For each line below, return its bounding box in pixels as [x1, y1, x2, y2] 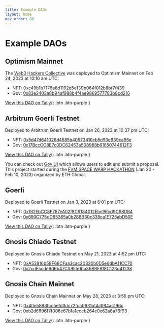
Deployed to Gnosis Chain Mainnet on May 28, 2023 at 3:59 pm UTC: [5, 293, 146, 299]
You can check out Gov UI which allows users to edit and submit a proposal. [5, 161, 160, 167]
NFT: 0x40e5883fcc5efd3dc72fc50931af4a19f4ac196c [12, 302, 124, 308]
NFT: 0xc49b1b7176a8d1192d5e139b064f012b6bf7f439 [12, 85, 125, 91]
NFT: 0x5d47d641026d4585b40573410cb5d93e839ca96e [12, 137, 132, 143]
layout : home [5, 12, 32, 17]
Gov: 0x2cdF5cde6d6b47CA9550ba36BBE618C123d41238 [12, 265, 132, 271]
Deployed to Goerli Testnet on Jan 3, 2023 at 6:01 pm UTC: [5, 199, 125, 205]
